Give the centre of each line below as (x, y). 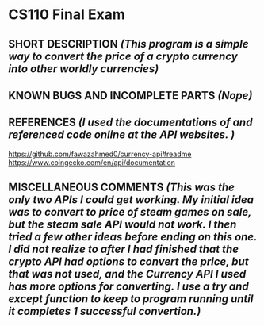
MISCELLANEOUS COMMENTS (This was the (122, 188)
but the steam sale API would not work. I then (122, 225)
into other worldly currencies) (84, 69)
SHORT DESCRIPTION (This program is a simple (128, 44)
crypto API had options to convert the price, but (128, 262)
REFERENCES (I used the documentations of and (130, 123)
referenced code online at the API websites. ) (122, 135)
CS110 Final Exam (67, 15)
